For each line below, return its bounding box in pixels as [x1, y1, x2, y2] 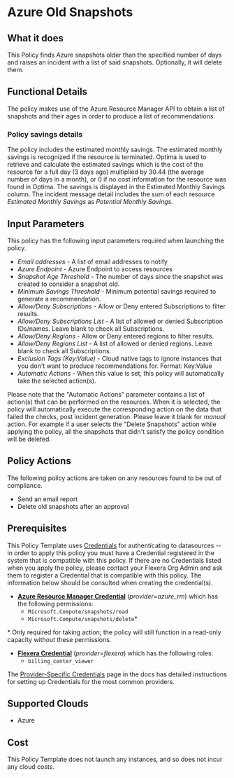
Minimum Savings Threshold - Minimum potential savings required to [17, 287, 217, 295]
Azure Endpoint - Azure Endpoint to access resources [17, 264, 173, 273]
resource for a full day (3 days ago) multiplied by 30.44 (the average [7, 168, 205, 176]
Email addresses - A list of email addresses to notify [17, 257, 168, 266]
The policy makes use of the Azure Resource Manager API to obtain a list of [7, 104, 225, 113]
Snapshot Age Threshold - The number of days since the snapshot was [17, 272, 224, 280]
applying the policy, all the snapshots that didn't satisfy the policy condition [7, 427, 224, 435]
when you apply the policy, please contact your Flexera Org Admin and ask [7, 564, 224, 572]
